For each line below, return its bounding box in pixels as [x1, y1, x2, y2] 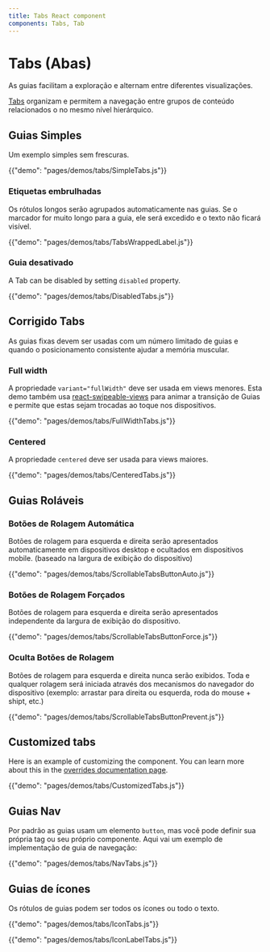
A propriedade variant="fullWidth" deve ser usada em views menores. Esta [8, 383, 263, 393]
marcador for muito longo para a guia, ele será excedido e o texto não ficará [8, 213, 261, 222]
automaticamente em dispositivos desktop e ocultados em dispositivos [8, 545, 244, 554]
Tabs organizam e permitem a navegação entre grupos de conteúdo [8, 96, 235, 106]
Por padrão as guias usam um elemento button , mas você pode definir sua [8, 826, 256, 836]
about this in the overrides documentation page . [8, 765, 168, 775]
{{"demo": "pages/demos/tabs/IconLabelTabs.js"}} [8, 934, 177, 944]
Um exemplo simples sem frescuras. [8, 150, 130, 160]
